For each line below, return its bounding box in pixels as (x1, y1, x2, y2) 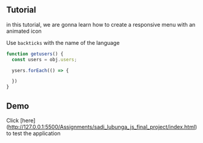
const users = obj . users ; (12, 56, 78, 62)
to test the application (6, 130, 61, 137)
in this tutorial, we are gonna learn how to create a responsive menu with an (6, 21, 196, 28)
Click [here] (6, 117, 36, 124)
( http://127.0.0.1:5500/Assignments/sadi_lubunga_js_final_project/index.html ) (6, 124, 198, 130)
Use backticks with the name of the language (6, 39, 120, 46)
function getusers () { (6, 51, 64, 57)
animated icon (6, 27, 42, 35)
